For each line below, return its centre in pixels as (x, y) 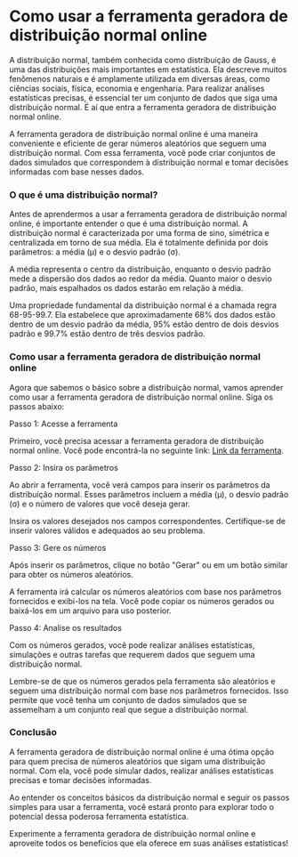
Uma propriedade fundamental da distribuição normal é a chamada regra (143, 305)
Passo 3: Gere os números (58, 547)
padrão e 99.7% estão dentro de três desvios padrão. (108, 334)
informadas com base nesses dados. (77, 172)
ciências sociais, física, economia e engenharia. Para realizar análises (137, 88)
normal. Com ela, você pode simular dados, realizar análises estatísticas (141, 771)
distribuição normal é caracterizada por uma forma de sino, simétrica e (139, 233)
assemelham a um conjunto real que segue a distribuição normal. (129, 709)
